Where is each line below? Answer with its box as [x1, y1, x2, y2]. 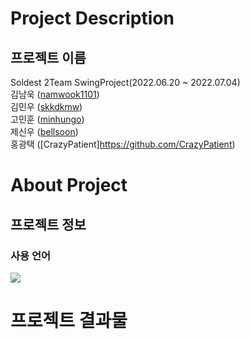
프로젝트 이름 [10, 49, 87, 66]
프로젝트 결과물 [10, 310, 128, 332]
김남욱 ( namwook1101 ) [10, 88, 100, 100]
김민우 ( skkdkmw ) [10, 101, 83, 112]
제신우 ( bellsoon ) [10, 126, 79, 137]
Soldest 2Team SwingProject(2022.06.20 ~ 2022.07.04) [10, 77, 241, 88]
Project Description [10, 7, 175, 30]
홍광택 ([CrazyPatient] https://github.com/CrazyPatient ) [10, 138, 236, 150]
